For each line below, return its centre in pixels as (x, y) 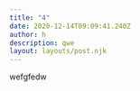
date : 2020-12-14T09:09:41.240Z (70, 26)
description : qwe (42, 43)
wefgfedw (28, 77)
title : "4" (30, 18)
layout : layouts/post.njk (58, 51)
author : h (28, 34)
